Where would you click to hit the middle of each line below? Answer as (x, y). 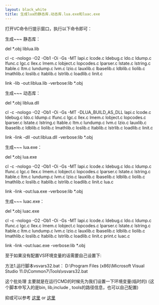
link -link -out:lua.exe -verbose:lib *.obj (44, 191)
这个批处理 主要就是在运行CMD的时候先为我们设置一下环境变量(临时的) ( (78, 281)
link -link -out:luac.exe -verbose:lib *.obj (45, 245)
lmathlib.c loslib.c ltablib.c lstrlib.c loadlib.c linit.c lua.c (59, 182)
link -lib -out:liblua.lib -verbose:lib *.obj (44, 83)
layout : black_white (26, 9)
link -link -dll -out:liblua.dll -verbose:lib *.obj (49, 137)
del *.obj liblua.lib (22, 49)
